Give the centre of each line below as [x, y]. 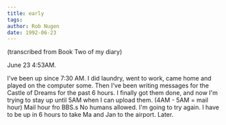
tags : [15, 20]
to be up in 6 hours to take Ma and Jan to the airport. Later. [90, 115]
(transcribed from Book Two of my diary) [65, 52]
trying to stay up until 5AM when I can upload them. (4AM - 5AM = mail [108, 100]
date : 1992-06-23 [32, 32]
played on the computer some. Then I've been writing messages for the [108, 85]
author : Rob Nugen [33, 26]
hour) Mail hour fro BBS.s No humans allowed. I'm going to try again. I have [113, 107]
